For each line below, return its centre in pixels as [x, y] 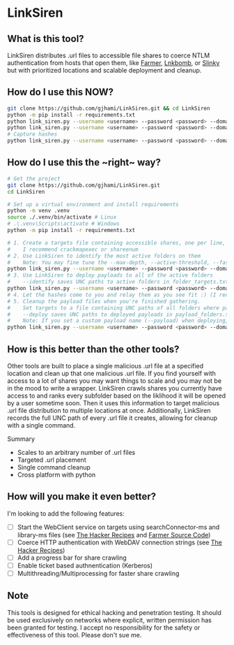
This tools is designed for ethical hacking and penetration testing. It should [114, 612]
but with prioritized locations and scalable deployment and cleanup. [104, 70]
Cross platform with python [56, 474]
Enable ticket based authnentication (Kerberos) [85, 565]
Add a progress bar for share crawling [72, 558]
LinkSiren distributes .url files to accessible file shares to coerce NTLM [109, 55]
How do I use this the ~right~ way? [84, 162]
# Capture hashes [32, 134]
